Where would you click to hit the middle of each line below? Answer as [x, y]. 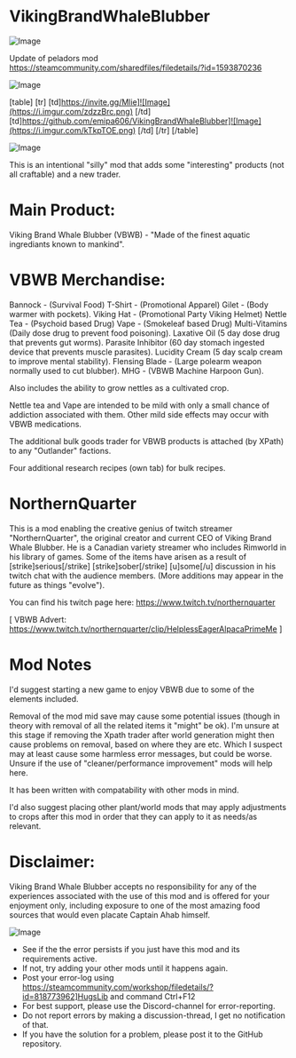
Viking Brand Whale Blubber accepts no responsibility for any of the [133, 887]
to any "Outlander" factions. [60, 450]
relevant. [25, 826]
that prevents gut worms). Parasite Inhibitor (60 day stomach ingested [137, 342]
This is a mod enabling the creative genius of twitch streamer [121, 528]
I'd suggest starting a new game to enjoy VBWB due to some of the [132, 689]
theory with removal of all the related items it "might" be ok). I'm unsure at [144, 725]
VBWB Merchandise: [87, 280]
